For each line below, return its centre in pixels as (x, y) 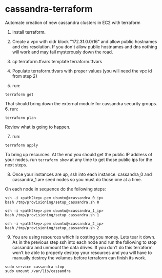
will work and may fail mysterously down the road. (62, 52)
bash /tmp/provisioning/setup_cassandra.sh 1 (52, 215)
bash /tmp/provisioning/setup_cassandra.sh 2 (52, 228)
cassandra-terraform (49, 9)
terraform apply (21, 145)
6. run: (12, 109)
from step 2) (25, 76)
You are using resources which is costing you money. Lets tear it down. (84, 237)
